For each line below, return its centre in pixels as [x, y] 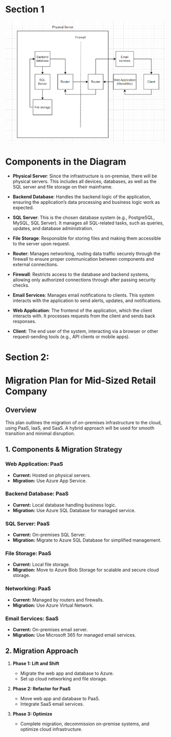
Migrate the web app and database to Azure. [67, 673]
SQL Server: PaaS [27, 523]
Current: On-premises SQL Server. [49, 535]
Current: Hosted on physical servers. [52, 475]
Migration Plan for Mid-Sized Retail [81, 381]
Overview [21, 410]
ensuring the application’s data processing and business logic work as [86, 202]
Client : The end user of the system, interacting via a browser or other [85, 331]
